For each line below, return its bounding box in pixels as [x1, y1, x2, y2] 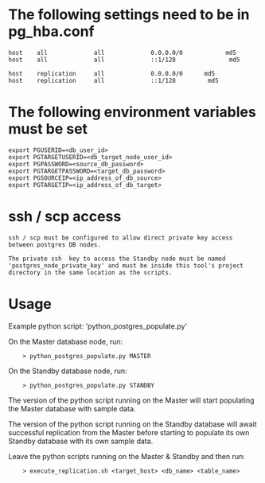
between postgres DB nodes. [8, 240, 102, 248]
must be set [8, 120, 88, 138]
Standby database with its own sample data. [8, 436, 154, 446]
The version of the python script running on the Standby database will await [8, 419, 257, 429]
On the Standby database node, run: [8, 366, 127, 376]
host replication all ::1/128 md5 [8, 76, 219, 84]
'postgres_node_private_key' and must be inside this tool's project [8, 261, 244, 270]
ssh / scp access [8, 208, 122, 226]
